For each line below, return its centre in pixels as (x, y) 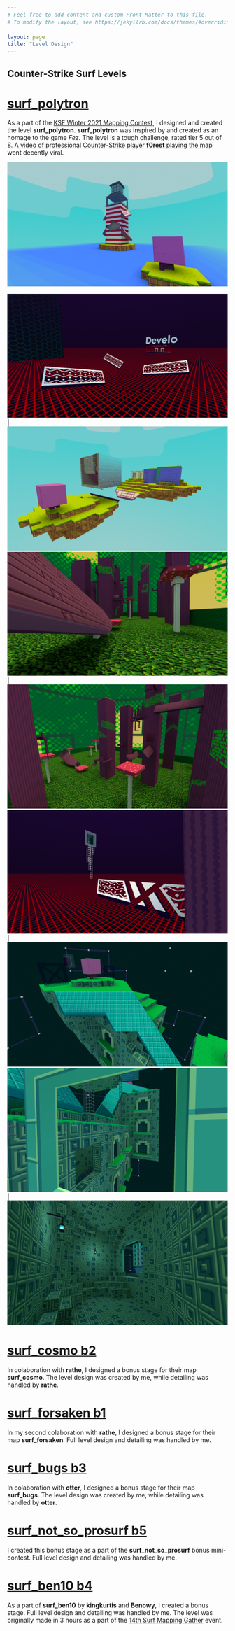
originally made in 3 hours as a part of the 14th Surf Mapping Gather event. (115, 1620)
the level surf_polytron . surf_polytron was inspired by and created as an (113, 130)
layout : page (26, 37)
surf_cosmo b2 (52, 1351)
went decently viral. (36, 153)
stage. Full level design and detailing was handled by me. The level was (110, 1612)
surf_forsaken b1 (57, 1413)
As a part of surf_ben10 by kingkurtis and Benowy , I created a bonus (108, 1605)
